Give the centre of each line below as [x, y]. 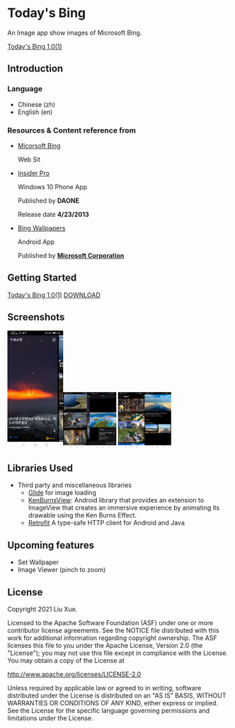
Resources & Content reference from [72, 130]
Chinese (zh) [36, 104]
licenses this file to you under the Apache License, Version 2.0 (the [105, 645]
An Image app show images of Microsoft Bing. [75, 33]
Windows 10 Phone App [52, 186]
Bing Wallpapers [41, 228]
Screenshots [36, 317]
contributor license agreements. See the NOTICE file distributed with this [113, 630]
